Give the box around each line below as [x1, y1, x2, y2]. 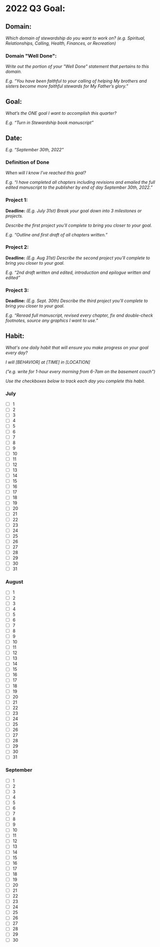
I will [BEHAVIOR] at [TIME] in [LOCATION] [5, 359, 90, 365]
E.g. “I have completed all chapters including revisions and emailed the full [5, 179, 156, 185]
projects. [5, 213, 23, 219]
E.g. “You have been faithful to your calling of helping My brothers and [5, 78, 147, 84]
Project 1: [5, 197, 28, 203]
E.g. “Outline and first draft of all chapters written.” [5, 232, 108, 237]
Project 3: [5, 286, 29, 293]
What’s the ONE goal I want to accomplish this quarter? [5, 110, 117, 116]
